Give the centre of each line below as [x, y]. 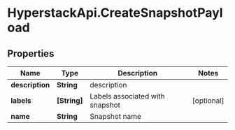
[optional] [208, 101]
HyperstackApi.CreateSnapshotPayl [115, 13]
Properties [31, 53]
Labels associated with [128, 96]
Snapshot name [116, 116]
